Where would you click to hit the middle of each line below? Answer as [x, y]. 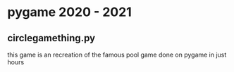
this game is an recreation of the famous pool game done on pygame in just [117, 55]
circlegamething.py [51, 38]
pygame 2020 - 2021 [69, 12]
